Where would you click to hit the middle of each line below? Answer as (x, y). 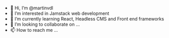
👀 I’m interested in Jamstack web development (60, 13)
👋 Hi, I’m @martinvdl (32, 8)
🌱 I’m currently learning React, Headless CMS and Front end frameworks (87, 19)
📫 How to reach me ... (34, 30)
